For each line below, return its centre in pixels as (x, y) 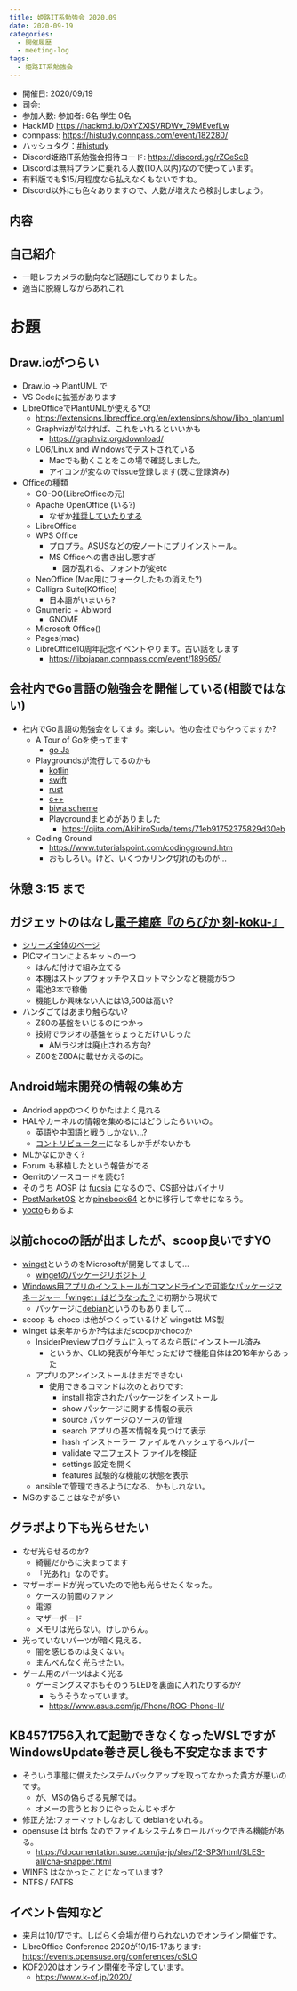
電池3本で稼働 (61, 990)
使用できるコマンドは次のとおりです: (116, 1386)
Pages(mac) (57, 638)
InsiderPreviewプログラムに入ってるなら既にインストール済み (148, 1341)
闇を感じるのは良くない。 (82, 1651)
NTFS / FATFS (48, 1883)
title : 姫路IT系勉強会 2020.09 (63, 17)
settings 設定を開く (97, 1464)
